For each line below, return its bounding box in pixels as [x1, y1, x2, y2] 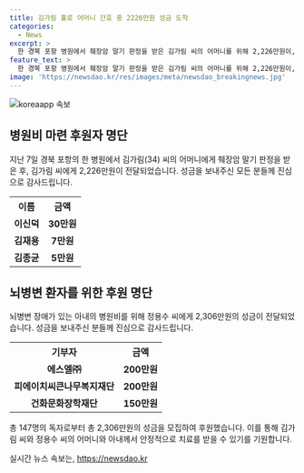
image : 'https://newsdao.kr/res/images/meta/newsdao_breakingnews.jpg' [9, 73, 286, 82]
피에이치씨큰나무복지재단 [14, 380, 115, 393]
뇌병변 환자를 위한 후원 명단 [9, 285, 152, 300]
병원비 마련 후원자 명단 [9, 128, 129, 144]
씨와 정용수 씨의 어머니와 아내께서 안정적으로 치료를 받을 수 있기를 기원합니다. [18, 434, 293, 445]
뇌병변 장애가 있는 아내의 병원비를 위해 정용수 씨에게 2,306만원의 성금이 [9, 311, 264, 322]
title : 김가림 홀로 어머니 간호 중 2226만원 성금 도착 [9, 13, 189, 23]
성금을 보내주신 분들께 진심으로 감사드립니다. [35, 322, 193, 333]
